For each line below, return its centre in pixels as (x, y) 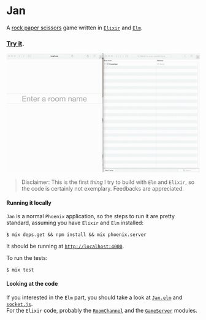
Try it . (15, 44)
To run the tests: (27, 258)
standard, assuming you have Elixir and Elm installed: (75, 223)
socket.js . (20, 303)
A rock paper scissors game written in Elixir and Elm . (74, 28)
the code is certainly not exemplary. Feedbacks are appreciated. (102, 189)
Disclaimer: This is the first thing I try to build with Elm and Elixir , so (108, 182)
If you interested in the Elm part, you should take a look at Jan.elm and (94, 297)
